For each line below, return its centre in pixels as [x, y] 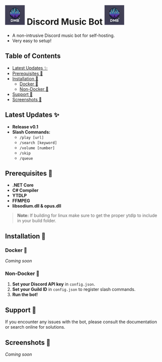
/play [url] [32, 137]
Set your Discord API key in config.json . [54, 284]
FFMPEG [21, 201]
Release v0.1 [25, 127]
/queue [26, 158]
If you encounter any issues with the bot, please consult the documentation [81, 322]
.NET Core [23, 185]
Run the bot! [25, 295]
